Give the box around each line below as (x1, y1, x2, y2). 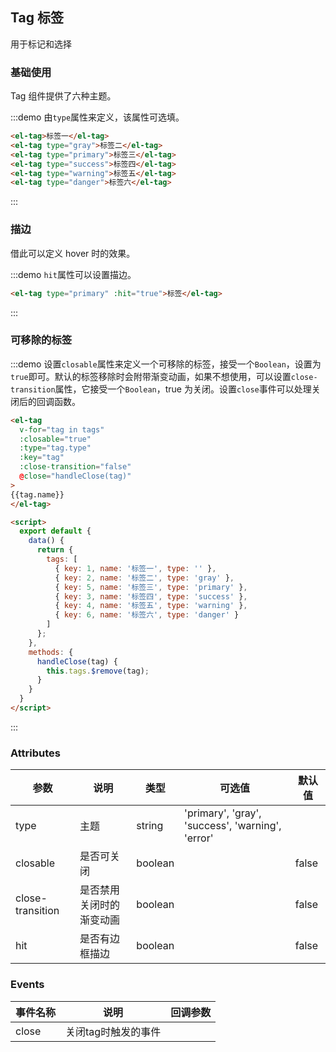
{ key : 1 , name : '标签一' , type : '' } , (54, 563, 217, 573)
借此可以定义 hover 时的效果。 (10, 247, 136, 259)
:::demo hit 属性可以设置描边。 (10, 268, 137, 280)
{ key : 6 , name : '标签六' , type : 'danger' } (54, 610, 240, 620)
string (136, 819, 164, 833)
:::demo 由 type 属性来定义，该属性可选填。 (10, 111, 185, 123)
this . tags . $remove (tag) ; (46, 666, 150, 676)
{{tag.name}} (10, 489, 65, 500)
